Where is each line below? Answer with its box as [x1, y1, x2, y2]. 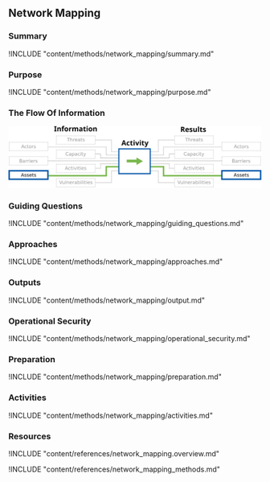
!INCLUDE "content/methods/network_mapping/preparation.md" [8, 372, 223, 381]
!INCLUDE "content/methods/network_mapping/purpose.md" [8, 87, 211, 97]
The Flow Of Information [8, 107, 106, 118]
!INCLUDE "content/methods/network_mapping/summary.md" [8, 48, 215, 59]
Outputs [8, 277, 42, 288]
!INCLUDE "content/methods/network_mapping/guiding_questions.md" [8, 219, 244, 229]
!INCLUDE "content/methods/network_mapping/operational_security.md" [8, 334, 251, 344]
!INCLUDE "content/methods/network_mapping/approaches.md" [8, 257, 223, 266]
